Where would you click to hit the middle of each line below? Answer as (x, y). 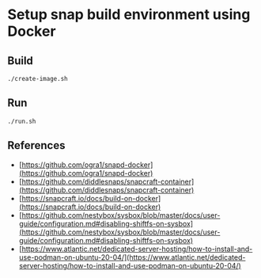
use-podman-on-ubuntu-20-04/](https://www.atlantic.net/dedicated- (132, 257)
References (36, 145)
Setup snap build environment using (129, 15)
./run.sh (22, 121)
